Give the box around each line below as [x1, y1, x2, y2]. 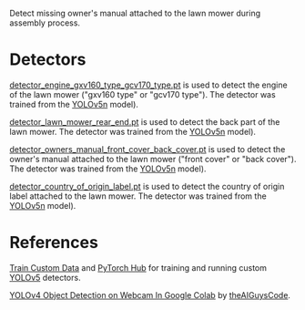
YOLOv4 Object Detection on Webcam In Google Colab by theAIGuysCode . [9, 289, 291, 300]
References [9, 232, 98, 253]
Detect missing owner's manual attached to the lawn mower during [9, 8, 261, 18]
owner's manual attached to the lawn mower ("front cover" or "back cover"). [9, 153, 297, 164]
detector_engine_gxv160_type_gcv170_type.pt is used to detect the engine [9, 79, 289, 90]
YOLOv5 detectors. [9, 272, 81, 283]
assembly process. [9, 17, 80, 28]
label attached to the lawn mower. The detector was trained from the [9, 191, 267, 201]
